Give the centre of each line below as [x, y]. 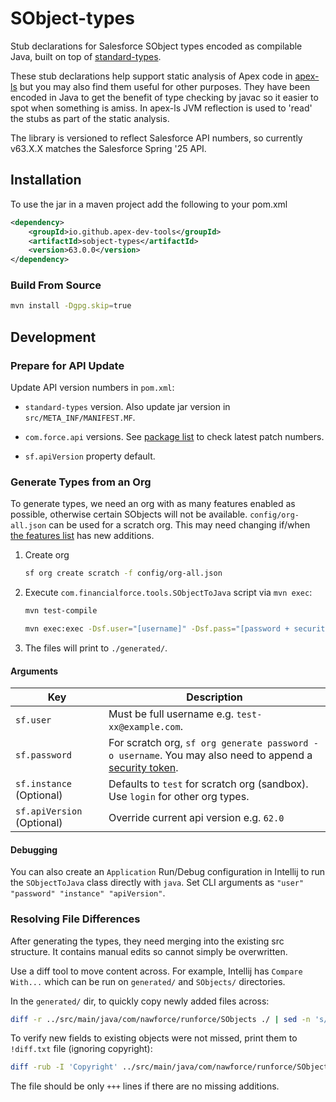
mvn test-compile [61, 611]
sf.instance [44, 784]
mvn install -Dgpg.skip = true [71, 306]
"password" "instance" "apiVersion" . [88, 893]
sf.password [44, 755]
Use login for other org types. [179, 797]
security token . [143, 768]
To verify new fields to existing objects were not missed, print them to [154, 1038]
